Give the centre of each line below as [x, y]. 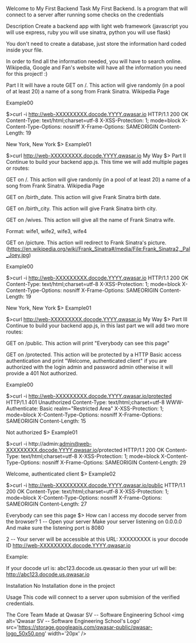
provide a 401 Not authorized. [42, 373]
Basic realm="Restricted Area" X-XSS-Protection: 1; [102, 408]
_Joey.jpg [18, 255]
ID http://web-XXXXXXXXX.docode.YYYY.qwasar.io [68, 545]
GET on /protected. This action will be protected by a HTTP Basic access [94, 354]
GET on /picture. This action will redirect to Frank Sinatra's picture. [86, 243]
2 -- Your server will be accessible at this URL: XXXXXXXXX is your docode [97, 539]
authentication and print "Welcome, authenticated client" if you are [87, 361]
